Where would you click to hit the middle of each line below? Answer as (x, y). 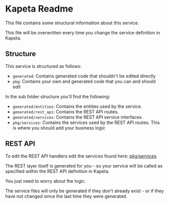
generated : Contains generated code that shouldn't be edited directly (84, 76)
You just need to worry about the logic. (46, 181)
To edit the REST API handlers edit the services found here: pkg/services (81, 156)
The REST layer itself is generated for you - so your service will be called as (84, 166)
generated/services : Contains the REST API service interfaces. (78, 117)
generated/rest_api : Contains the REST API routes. (66, 111)
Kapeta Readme (39, 9)
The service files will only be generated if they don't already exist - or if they (84, 191)
